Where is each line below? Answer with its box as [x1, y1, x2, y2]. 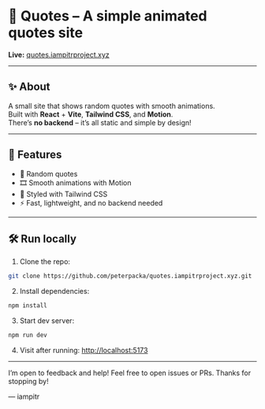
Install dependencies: [19, 287, 90, 296]
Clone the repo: [19, 257, 71, 266]
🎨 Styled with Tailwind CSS [19, 189, 108, 199]
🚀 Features [8, 148, 62, 162]
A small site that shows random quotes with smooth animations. [8, 101, 215, 110]
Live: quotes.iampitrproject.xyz [8, 50, 110, 59]
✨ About [8, 80, 50, 94]
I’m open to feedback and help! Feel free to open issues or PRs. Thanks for [8, 368, 252, 377]
